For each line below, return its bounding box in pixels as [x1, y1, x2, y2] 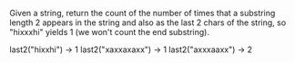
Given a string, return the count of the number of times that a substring [9, 8, 276, 18]
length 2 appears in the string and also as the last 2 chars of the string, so [9, 17, 287, 28]
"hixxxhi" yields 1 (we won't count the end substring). [9, 27, 209, 37]
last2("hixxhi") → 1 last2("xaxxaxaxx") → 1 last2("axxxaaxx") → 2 [9, 44, 253, 55]
